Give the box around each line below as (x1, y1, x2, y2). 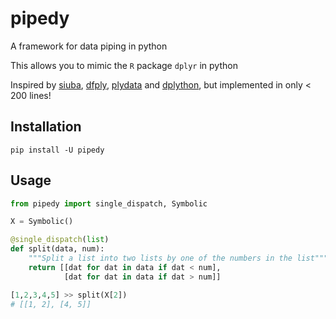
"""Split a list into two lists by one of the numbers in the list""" (28, 253, 329, 264)
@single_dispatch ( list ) (10, 235, 110, 245)
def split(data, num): (10, 244, 105, 254)
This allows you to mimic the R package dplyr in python (10, 59, 238, 71)
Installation (10, 118, 82, 136)
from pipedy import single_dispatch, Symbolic (10, 198, 208, 209)
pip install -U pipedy (10, 145, 105, 155)
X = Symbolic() (10, 217, 74, 227)
